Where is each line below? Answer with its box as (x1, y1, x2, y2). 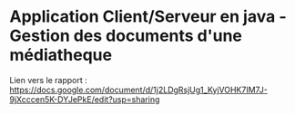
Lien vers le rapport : (9, 74, 88, 85)
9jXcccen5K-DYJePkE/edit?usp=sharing (9, 93, 160, 105)
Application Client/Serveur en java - (9, 6, 287, 27)
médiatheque (9, 45, 112, 65)
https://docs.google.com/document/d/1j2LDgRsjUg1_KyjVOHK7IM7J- (9, 84, 269, 95)
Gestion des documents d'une (9, 25, 243, 46)
